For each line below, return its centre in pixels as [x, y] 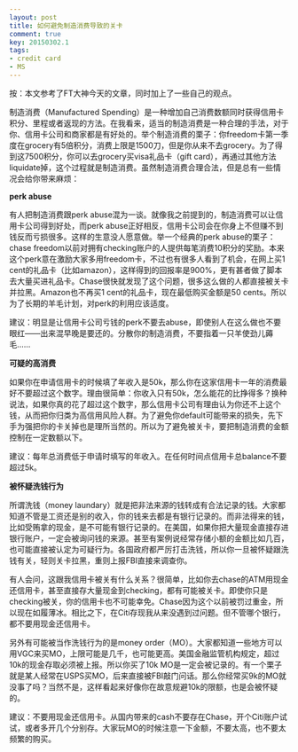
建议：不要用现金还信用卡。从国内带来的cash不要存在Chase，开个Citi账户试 [149, 717]
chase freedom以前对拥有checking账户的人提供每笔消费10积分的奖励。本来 [147, 247]
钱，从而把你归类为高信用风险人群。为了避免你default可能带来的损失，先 [143, 415]
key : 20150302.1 [39, 42]
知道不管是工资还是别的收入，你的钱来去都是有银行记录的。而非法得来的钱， [149, 516]
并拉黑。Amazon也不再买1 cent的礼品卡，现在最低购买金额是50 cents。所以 [148, 292]
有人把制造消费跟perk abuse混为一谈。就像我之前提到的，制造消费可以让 [143, 215]
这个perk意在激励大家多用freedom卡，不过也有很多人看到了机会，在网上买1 [147, 259]
